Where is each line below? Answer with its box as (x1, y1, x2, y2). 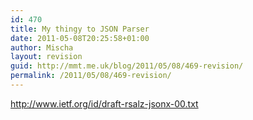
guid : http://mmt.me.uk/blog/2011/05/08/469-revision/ (10, 61, 244, 71)
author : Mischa (10, 42, 74, 53)
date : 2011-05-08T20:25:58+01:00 (10, 33, 150, 43)
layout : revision (10, 52, 83, 62)
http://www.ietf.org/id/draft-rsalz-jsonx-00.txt (10, 97, 199, 110)
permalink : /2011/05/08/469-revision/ (10, 71, 172, 81)
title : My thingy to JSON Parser (10, 24, 150, 34)
